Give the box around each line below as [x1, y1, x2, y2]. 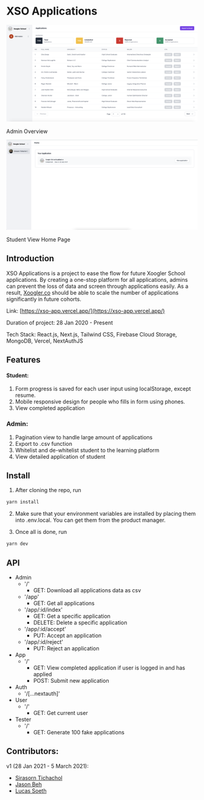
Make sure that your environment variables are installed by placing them [15, 510, 196, 518]
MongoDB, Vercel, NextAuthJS [6, 337, 83, 344]
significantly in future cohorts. [6, 295, 82, 303]
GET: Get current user [33, 709, 88, 716]
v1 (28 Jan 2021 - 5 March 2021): [6, 762, 89, 770]
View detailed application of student [15, 453, 106, 460]
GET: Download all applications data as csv [33, 586, 141, 593]
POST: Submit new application [33, 677, 109, 684]
